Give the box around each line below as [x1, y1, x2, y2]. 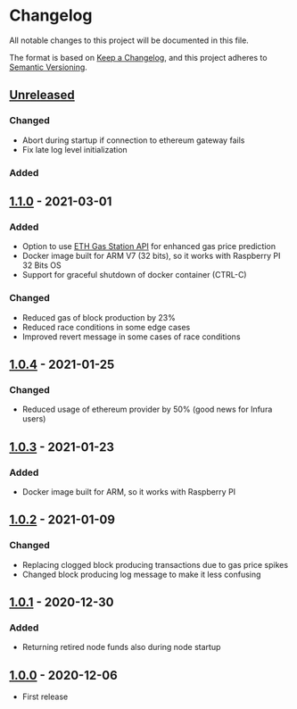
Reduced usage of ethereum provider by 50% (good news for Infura [21, 404, 273, 415]
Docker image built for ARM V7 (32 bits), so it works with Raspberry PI [21, 251, 281, 262]
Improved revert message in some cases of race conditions [21, 331, 241, 342]
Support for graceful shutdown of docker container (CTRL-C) [21, 270, 247, 280]
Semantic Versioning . [9, 62, 87, 72]
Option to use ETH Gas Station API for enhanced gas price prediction [21, 241, 276, 252]
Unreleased [9, 88, 76, 103]
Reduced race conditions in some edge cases [21, 321, 191, 332]
